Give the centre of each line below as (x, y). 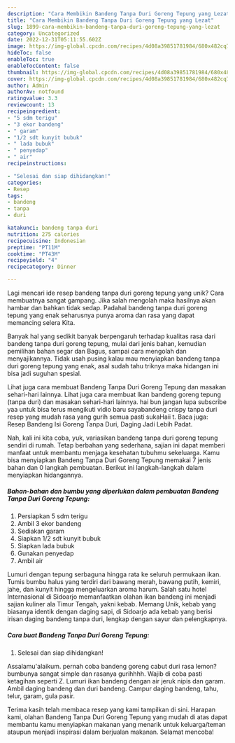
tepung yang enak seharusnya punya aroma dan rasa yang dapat (101, 315)
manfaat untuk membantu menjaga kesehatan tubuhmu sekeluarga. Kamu (114, 453)
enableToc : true (31, 60)
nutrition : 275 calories (43, 234)
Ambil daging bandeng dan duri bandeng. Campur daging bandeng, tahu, (113, 688)
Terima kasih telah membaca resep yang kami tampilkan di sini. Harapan (112, 709)
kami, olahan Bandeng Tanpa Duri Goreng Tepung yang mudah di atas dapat (117, 717)
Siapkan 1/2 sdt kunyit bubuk (59, 538)
